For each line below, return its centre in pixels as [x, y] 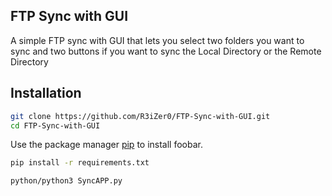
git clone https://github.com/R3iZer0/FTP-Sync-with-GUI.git [140, 116]
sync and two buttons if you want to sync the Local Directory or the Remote [166, 51]
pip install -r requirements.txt [80, 163]
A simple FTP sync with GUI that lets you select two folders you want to [157, 40]
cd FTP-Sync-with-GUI [55, 125]
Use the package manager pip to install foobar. [106, 145]
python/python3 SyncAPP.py [66, 181]
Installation [46, 93]
